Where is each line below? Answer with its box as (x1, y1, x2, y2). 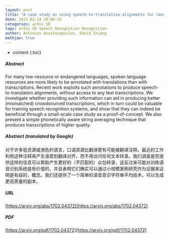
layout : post (5, 7, 33, 13)
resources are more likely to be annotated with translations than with (5, 79, 147, 85)
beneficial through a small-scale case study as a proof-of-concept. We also (5, 111, 162, 117)
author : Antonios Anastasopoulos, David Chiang (5, 31, 107, 36)
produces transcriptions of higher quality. (5, 122, 92, 128)
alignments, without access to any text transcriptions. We (34, 89, 153, 96)
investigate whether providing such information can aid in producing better (5, 95, 160, 101)
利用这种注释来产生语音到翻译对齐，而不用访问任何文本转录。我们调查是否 (5, 153, 159, 159)
